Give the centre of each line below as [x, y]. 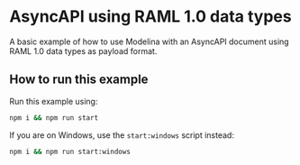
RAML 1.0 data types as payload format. [83, 50]
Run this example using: [54, 101]
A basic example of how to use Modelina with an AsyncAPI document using [150, 41]
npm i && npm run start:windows [70, 151]
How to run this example [79, 80]
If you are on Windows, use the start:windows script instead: [122, 135]
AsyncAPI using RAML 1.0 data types [150, 17]
